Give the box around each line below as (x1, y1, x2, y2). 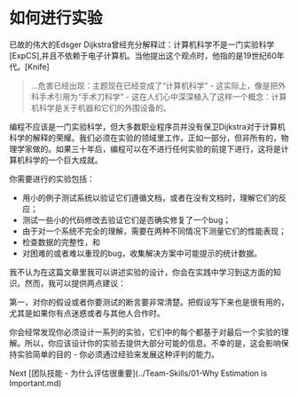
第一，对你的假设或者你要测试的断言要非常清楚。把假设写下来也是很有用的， (9, 297, 289, 307)
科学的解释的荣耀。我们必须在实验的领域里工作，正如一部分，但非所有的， (9, 132, 281, 143)
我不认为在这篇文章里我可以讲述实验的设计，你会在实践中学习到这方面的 (9, 266, 273, 277)
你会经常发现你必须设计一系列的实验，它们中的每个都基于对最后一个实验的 (9, 326, 281, 337)
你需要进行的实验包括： (9, 173, 95, 184)
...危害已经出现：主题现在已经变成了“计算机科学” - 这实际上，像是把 (30, 80, 278, 91)
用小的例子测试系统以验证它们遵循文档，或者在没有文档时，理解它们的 (21, 192, 279, 202)
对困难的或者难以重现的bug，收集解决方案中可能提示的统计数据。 (21, 248, 263, 258)
